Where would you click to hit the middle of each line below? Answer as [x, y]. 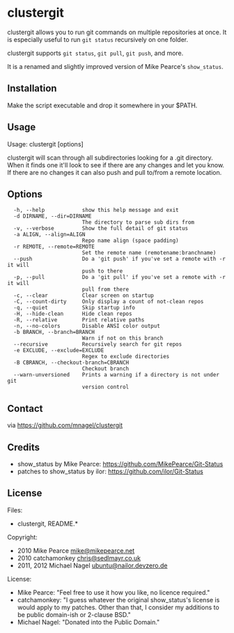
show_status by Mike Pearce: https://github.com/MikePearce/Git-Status [120, 464]
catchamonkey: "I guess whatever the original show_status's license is [118, 600]
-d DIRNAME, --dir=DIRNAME [53, 216]
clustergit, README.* [48, 524]
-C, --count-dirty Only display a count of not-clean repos [109, 302]
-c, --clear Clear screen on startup [84, 296]
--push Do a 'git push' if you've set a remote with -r [120, 259]
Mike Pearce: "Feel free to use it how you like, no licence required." [114, 592]
